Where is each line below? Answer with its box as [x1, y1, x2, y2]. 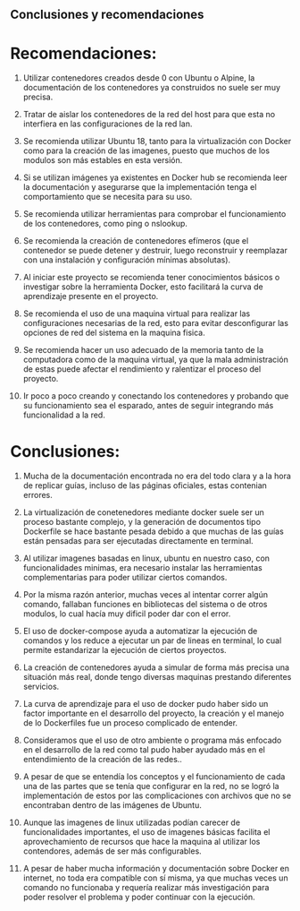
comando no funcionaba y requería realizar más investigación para [22, 882, 270, 893]
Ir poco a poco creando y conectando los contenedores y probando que [22, 391, 289, 401]
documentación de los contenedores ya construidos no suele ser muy [22, 82, 280, 93]
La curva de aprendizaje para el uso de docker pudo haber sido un [22, 699, 269, 709]
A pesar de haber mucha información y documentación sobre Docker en [22, 864, 289, 874]
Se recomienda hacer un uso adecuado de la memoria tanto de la [22, 345, 264, 356]
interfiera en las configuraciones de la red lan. [22, 118, 193, 129]
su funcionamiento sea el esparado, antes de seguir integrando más [22, 400, 274, 411]
